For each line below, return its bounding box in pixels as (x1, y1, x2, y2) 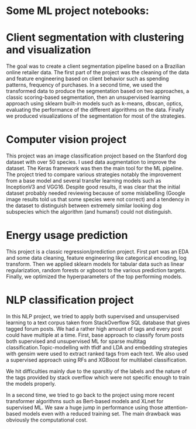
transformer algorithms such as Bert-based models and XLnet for (6, 397, 164, 404)
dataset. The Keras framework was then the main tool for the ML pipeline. (6, 165, 184, 172)
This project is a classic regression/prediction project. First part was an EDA (6, 248, 189, 255)
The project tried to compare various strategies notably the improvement (6, 171, 181, 178)
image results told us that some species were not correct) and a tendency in (6, 196, 190, 203)
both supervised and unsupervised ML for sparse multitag (6, 338, 146, 345)
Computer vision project (6, 133, 127, 146)
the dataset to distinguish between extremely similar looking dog (6, 202, 162, 209)
